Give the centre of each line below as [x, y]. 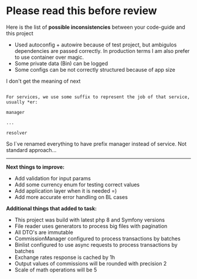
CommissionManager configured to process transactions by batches [97, 238]
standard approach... [31, 150]
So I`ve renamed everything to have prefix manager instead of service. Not [96, 144]
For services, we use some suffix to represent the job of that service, [98, 97]
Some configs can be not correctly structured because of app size [95, 69]
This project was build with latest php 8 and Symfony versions [90, 220]
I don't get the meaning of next [43, 81]
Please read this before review [81, 11]
